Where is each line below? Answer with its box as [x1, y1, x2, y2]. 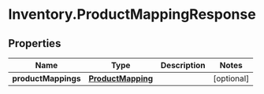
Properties [8, 37, 61, 50]
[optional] [213, 73, 250, 84]
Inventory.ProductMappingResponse [8, 5, 256, 23]
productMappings [12, 73, 81, 84]
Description [160, 60, 206, 70]
